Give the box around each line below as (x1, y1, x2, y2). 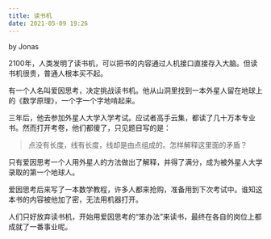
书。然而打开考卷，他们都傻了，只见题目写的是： (8, 123, 171, 132)
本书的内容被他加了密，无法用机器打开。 (8, 195, 143, 204)
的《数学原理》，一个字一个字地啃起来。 (8, 95, 140, 105)
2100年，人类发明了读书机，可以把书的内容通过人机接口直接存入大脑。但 (8, 58, 251, 68)
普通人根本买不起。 (43, 68, 107, 78)
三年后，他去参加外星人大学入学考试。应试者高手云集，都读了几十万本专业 (8, 112, 256, 122)
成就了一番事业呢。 (8, 221, 73, 231)
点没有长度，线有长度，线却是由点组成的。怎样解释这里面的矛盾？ (27, 140, 248, 149)
